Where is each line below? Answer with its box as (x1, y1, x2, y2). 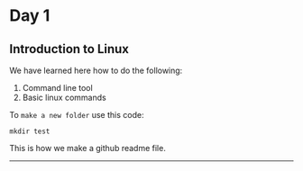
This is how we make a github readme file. (9, 143, 167, 153)
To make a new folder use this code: (9, 110, 144, 120)
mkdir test (9, 127, 50, 136)
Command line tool (22, 83, 93, 93)
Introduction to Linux (9, 41, 129, 57)
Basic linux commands (22, 92, 106, 103)
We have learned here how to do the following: (9, 65, 183, 76)
